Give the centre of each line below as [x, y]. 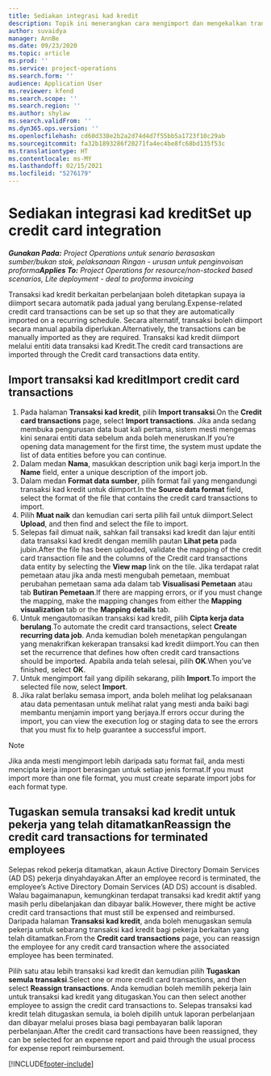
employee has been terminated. [61, 955]
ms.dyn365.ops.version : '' [54, 128]
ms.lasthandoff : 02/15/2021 [56, 166]
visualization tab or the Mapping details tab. [95, 609]
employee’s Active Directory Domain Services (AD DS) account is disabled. [133, 886]
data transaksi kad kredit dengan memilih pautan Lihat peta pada [128, 540]
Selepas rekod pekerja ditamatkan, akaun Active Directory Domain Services [134, 869]
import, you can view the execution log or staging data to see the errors [139, 721]
